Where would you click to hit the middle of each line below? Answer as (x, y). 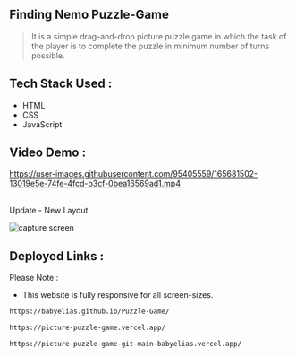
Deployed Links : (57, 256)
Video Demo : (48, 153)
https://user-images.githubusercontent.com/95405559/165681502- (133, 174)
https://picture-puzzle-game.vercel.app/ (88, 328)
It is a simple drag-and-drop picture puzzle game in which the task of (159, 36)
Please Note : (34, 278)
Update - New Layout (49, 211)
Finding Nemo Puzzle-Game (89, 15)
